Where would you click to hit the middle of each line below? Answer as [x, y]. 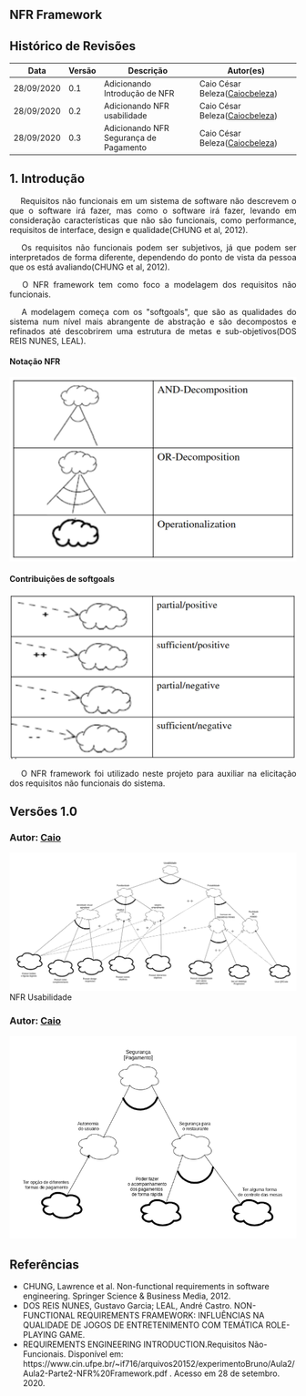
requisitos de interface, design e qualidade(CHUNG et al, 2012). [129, 229]
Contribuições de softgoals [62, 579]
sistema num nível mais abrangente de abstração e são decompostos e [153, 321]
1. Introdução [47, 179]
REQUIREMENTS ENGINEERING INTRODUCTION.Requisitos [134, 1345]
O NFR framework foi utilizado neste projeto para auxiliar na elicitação [159, 773]
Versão [82, 70]
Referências [45, 1264]
